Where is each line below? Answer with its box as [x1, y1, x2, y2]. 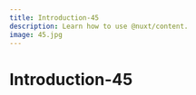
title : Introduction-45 [9, 13, 100, 23]
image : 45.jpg [9, 30, 64, 39]
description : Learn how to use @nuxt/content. [9, 22, 189, 31]
